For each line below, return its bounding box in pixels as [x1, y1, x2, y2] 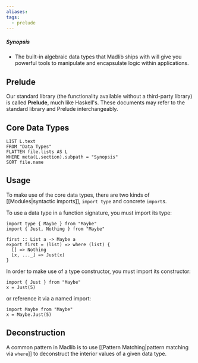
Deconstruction [6, 328, 65, 338]
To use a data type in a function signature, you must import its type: [6, 209, 172, 216]
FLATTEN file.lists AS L [6, 148, 68, 155]
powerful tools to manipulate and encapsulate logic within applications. [14, 60, 189, 67]
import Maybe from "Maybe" [6, 306, 73, 312]
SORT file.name [6, 159, 44, 165]
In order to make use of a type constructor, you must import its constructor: [6, 268, 191, 275]
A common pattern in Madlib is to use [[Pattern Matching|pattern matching [6, 343, 189, 350]
